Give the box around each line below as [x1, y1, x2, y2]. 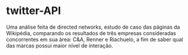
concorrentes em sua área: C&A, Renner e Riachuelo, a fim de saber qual [6, 36, 183, 43]
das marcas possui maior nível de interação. [6, 42, 113, 49]
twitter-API [6, 4, 61, 18]
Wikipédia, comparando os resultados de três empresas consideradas [6, 29, 177, 36]
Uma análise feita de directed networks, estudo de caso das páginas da [6, 23, 180, 30]
